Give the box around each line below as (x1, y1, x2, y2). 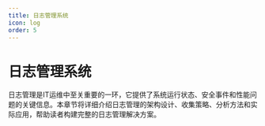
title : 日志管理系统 (8, 11, 69, 20)
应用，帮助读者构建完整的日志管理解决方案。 (14, 109, 161, 119)
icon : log (8, 19, 41, 27)
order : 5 (8, 26, 37, 34)
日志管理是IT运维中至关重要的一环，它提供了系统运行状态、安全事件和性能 (8, 90, 251, 99)
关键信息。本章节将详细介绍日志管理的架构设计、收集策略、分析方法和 (21, 100, 251, 109)
